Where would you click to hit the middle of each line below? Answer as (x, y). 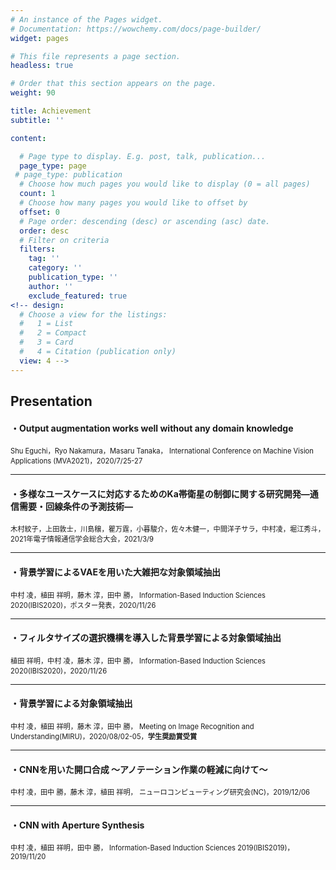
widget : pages (40, 38)
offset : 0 (39, 212)
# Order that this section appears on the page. (113, 84)
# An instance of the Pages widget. (86, 19)
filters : (37, 249)
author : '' (51, 286)
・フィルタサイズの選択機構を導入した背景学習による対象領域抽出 (146, 638)
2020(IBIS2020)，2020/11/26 (59, 671)
